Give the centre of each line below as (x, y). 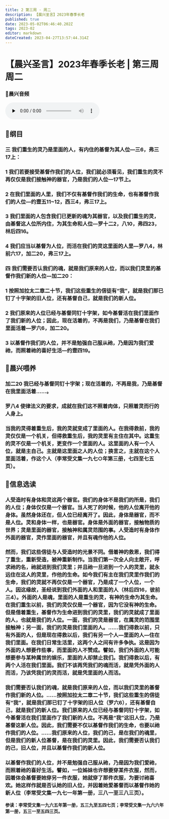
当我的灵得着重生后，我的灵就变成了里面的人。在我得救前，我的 (82, 429)
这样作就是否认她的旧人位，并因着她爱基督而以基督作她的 (90, 785)
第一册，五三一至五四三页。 (34, 811)
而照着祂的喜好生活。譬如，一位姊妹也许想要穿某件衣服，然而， (82, 770)
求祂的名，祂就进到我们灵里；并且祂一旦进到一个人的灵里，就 (80, 567)
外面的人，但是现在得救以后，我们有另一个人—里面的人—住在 (85, 635)
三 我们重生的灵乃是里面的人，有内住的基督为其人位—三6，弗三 (82, 149)
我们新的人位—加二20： (45, 276)
